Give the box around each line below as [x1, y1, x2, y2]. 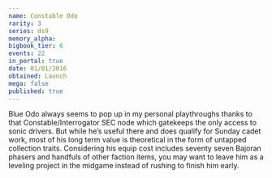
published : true [8, 87, 63, 95]
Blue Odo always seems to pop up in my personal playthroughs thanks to [8, 109, 253, 119]
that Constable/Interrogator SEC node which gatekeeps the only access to [8, 118, 257, 128]
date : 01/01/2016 [8, 65, 67, 73]
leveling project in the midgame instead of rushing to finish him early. [8, 161, 240, 171]
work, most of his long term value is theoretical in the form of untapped [8, 135, 247, 145]
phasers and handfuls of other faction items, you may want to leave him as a [8, 152, 264, 162]
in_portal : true [8, 57, 63, 66]
